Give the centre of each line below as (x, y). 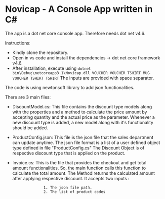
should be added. (30, 128)
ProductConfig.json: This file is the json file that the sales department (83, 137)
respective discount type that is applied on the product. (69, 153)
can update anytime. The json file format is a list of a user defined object (86, 143)
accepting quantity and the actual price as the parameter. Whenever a (83, 117)
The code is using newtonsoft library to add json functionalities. (70, 87)
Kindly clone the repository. (40, 52)
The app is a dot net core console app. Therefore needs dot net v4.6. (75, 33)
